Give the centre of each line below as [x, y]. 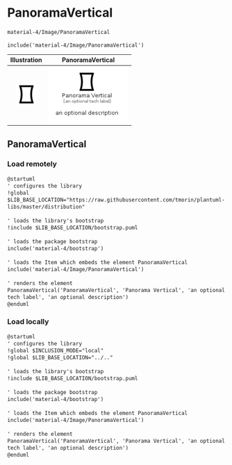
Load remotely [32, 163]
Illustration [26, 60]
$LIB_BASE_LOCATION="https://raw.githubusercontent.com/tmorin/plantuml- [116, 199]
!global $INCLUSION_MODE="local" [56, 351]
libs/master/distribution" [46, 206]
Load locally [28, 321]
